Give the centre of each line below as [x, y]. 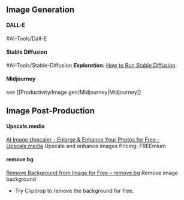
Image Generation [40, 10]
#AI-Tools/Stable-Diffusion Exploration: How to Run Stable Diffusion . [92, 65]
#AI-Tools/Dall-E [26, 38]
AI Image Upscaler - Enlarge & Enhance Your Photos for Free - [83, 139]
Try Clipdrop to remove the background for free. [74, 190]
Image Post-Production [50, 111]
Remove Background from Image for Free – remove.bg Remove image [92, 173]
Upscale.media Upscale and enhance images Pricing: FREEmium [86, 146]
